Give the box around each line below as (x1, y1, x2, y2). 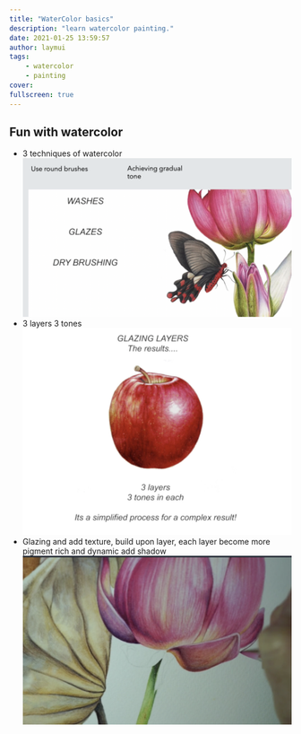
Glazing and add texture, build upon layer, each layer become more (21, 536, 271, 546)
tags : (9, 52, 30, 62)
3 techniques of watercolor (21, 148, 123, 159)
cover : (9, 81, 34, 90)
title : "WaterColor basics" (9, 14, 115, 23)
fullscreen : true (9, 90, 74, 99)
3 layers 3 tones (21, 318, 82, 328)
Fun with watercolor (9, 125, 124, 140)
